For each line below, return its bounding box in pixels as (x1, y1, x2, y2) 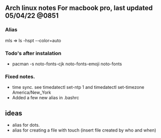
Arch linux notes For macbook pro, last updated (5, 4, 153, 12)
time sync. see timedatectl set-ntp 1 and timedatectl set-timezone (12, 84, 144, 90)
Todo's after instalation (5, 50, 62, 56)
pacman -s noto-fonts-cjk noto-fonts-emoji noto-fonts (12, 61, 122, 67)
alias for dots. (12, 122, 40, 128)
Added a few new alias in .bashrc (12, 95, 79, 101)
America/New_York (12, 89, 51, 95)
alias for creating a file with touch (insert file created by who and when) (12, 127, 157, 133)
